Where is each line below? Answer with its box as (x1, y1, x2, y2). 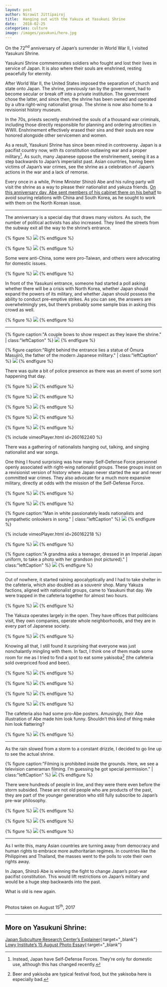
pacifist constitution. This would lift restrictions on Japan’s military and (5, 873, 150, 879)
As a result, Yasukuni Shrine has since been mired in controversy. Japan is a (5, 142, 162, 148)
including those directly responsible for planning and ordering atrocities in (5, 122, 157, 128)
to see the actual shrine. (5, 751, 55, 757)
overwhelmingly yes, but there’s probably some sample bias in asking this (5, 302, 156, 308)
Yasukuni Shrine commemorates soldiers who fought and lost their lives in (5, 60, 157, 66)
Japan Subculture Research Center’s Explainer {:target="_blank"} (5, 937, 138, 943)
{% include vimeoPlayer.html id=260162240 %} (5, 434, 103, 440)
